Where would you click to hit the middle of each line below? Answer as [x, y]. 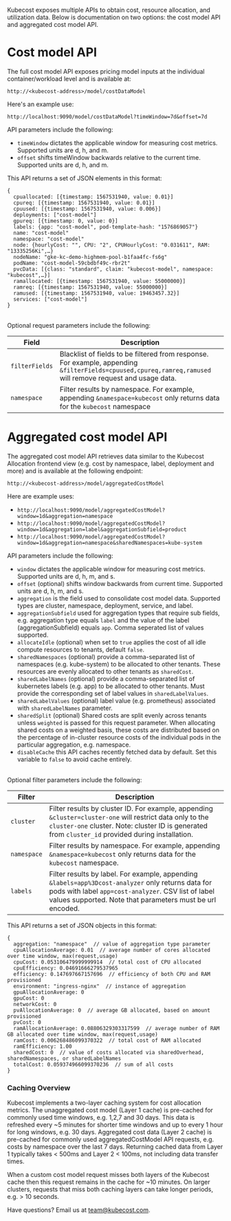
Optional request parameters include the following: [79, 325]
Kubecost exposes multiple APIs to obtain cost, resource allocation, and [109, 10]
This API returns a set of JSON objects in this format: [82, 925]
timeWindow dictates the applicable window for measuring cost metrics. [117, 143]
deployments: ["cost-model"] [55, 215]
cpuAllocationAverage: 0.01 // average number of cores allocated [112, 950]
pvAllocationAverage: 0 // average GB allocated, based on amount [112, 1010]
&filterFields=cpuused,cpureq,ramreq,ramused [135, 370]
